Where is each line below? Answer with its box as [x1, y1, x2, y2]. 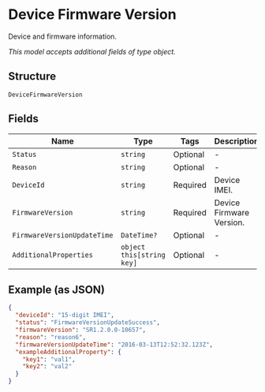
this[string [121, 250, 166, 259]
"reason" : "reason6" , [15, 333, 87, 341]
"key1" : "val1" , [22, 355, 77, 364]
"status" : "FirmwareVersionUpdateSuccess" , [15, 319, 160, 327]
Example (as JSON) [8, 282, 105, 297]
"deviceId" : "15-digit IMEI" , [15, 312, 114, 319]
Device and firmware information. [8, 32, 117, 41]
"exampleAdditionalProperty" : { [15, 348, 122, 356]
